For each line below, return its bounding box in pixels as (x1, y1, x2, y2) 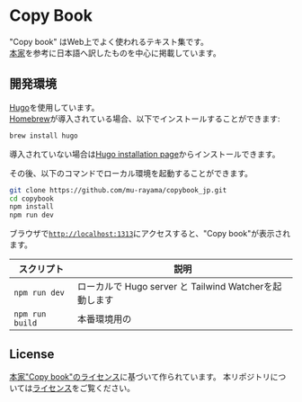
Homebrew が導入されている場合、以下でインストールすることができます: (9, 113, 280, 124)
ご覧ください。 (79, 382, 136, 393)
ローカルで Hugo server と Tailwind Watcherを (76, 281, 273, 293)
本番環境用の (76, 313, 132, 326)
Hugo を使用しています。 (9, 102, 100, 112)
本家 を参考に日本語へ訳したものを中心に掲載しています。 (9, 47, 222, 58)
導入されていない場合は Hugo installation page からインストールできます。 (9, 148, 280, 159)
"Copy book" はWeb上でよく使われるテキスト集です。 (9, 36, 209, 47)
